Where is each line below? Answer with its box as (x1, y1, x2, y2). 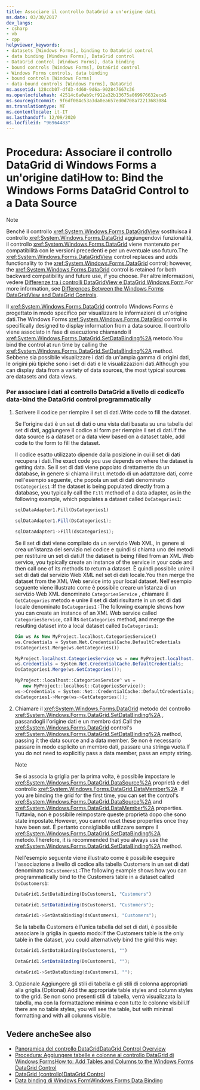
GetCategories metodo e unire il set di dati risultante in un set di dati (14, 596, 182, 604)
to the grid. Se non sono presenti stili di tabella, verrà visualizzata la (14, 993, 181, 1000)
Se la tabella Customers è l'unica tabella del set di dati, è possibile (14, 923, 178, 930)
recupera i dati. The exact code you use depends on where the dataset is (14, 457, 193, 465)
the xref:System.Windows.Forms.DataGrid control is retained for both (6, 266, 177, 273)
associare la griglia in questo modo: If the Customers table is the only (14, 930, 184, 937)
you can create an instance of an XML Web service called (14, 609, 157, 616)
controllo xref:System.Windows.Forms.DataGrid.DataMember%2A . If (14, 785, 184, 792)
